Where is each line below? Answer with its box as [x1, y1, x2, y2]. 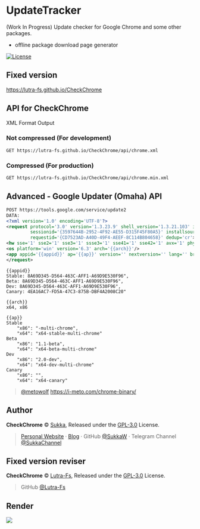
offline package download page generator [14, 41, 118, 48]
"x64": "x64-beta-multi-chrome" [17, 346, 97, 352]
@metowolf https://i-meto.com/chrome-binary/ [20, 387, 137, 395]
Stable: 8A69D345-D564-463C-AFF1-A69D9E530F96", [6, 273, 129, 279]
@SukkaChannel [20, 439, 62, 446]
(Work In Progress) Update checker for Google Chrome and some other [6, 23, 182, 30]
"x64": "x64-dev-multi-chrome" [17, 362, 95, 368]
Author [6, 405, 33, 416]
